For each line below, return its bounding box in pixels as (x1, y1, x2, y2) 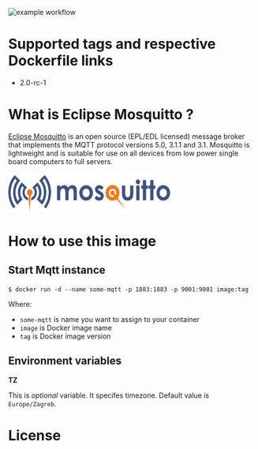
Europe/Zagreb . (8, 398, 57, 408)
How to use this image (8, 233, 156, 250)
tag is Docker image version (19, 331, 111, 341)
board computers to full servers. (8, 156, 113, 166)
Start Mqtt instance (8, 264, 106, 277)
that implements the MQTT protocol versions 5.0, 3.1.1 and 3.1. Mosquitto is (8, 140, 250, 149)
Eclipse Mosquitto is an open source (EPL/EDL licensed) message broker (8, 131, 245, 141)
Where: (8, 299, 32, 309)
